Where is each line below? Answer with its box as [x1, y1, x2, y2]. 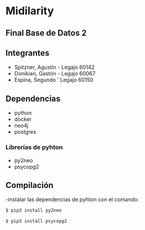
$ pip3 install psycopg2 [5, 218, 67, 224]
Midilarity [5, 4, 54, 18]
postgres [14, 128, 36, 136]
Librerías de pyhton [5, 143, 63, 152]
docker [14, 116, 32, 123]
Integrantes [5, 48, 50, 58]
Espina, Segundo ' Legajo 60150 [14, 76, 93, 84]
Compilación [5, 180, 54, 190]
